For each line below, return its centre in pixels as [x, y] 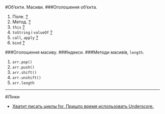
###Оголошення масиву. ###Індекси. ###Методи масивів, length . [75, 52]
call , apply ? [25, 37]
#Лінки [12, 97]
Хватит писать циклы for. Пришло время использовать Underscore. [83, 106]
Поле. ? [20, 16]
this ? [18, 27]
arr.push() [23, 67]
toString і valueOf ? [32, 32]
